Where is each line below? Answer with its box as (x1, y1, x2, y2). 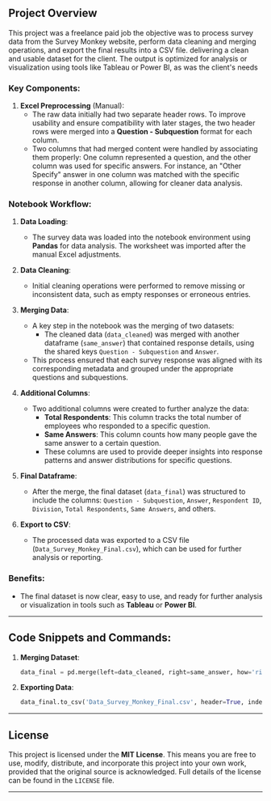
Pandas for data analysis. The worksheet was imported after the (31, 241, 246, 251)
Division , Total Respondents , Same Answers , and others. (31, 504, 216, 514)
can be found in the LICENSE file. (8, 776, 115, 786)
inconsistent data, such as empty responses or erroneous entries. (31, 290, 252, 299)
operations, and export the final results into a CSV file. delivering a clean (8, 44, 249, 55)
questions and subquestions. (31, 372, 129, 383)
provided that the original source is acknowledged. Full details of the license (8, 767, 262, 777)
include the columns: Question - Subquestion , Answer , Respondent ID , (31, 495, 262, 505)
